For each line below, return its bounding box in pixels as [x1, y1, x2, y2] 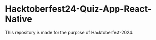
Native [5, 13, 33, 25]
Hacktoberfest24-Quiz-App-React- [5, 3, 152, 14]
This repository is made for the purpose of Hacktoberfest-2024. [5, 29, 134, 35]
